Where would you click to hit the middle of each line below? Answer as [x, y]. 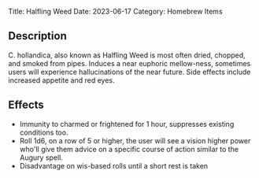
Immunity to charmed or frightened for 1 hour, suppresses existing [127, 124]
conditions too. [44, 132]
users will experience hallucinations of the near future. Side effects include [129, 72]
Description [37, 36]
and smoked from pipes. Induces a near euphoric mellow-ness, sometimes [129, 63]
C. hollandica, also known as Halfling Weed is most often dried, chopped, [127, 55]
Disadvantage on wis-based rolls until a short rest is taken [114, 165]
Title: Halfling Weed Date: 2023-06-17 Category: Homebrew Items [115, 11]
